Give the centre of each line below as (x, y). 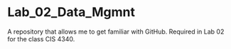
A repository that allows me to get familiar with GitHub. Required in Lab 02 (116, 31)
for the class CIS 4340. (41, 38)
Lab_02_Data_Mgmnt (71, 12)
